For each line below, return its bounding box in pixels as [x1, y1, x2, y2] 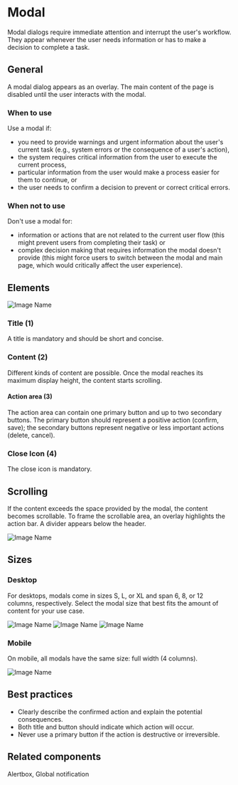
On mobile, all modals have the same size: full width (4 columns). [7, 654, 198, 663]
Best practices [7, 688, 73, 701]
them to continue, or [17, 176, 77, 184]
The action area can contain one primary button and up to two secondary [7, 408, 222, 416]
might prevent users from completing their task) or [17, 238, 166, 247]
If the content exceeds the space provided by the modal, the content [7, 505, 208, 513]
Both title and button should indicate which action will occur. [17, 722, 195, 731]
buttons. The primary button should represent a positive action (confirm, [7, 416, 219, 424]
